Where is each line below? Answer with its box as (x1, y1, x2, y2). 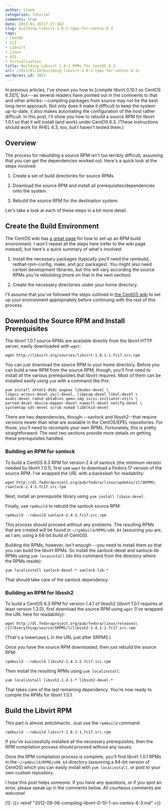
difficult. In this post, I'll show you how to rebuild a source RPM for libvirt (5, 113, 155, 119)
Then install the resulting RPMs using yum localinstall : (5, 668, 120, 674)
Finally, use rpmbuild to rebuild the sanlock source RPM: (5, 503, 121, 509)
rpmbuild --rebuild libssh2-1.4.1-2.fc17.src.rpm (5, 659, 111, 664)
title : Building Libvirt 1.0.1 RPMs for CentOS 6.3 (5, 63, 115, 69)
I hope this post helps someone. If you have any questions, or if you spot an (5, 779, 162, 785)
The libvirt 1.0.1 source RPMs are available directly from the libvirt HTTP (5, 338, 152, 344)
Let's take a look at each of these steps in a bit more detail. (5, 207, 127, 213)
